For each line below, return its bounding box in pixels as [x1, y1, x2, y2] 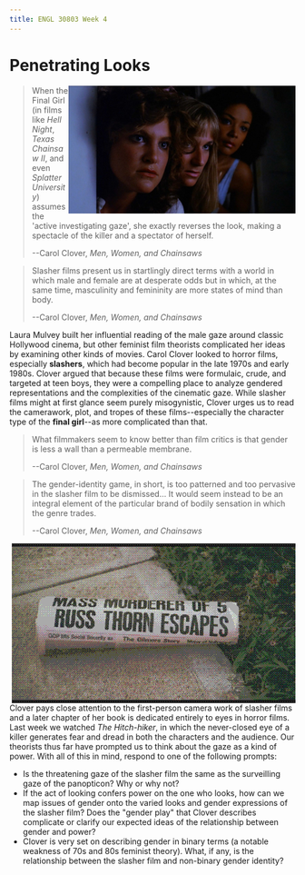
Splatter [31, 172, 62, 183]
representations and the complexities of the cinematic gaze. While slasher [9, 387, 286, 398]
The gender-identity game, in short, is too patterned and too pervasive [31, 478, 297, 490]
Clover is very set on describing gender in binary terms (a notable [22, 836, 270, 847]
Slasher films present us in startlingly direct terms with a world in [31, 264, 275, 276]
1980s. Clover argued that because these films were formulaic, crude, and [9, 368, 287, 379]
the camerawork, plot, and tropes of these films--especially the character [9, 406, 284, 417]
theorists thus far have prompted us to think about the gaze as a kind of [9, 741, 278, 751]
